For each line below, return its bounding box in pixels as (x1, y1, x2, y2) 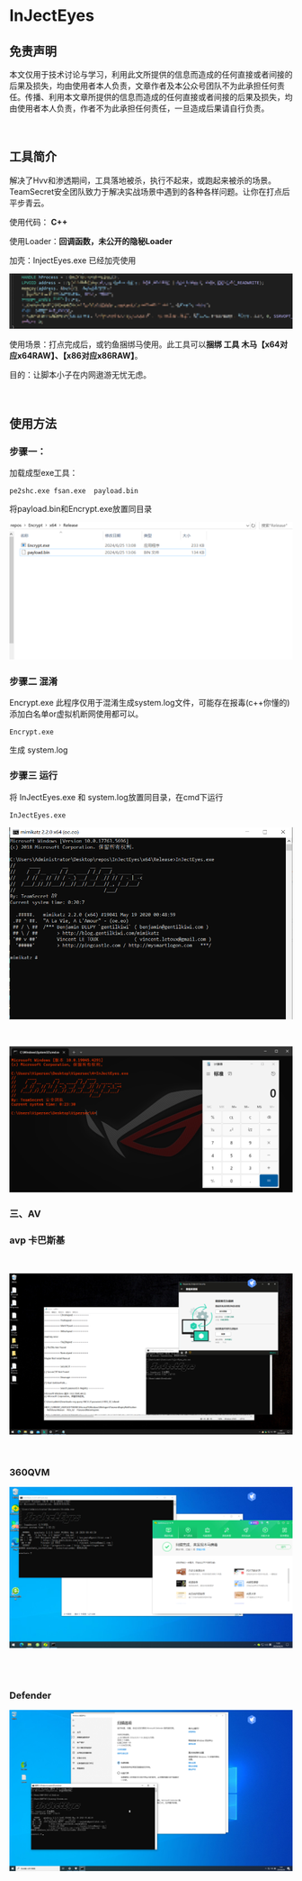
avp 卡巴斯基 (9, 1234, 66, 1246)
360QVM (9, 1466, 50, 1478)
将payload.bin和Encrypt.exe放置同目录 (9, 503, 153, 514)
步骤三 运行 (9, 770, 58, 782)
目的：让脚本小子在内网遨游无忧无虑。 (9, 370, 151, 380)
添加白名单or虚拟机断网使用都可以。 (9, 708, 144, 719)
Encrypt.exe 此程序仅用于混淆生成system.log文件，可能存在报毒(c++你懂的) (9, 698, 290, 708)
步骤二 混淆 (9, 675, 58, 688)
